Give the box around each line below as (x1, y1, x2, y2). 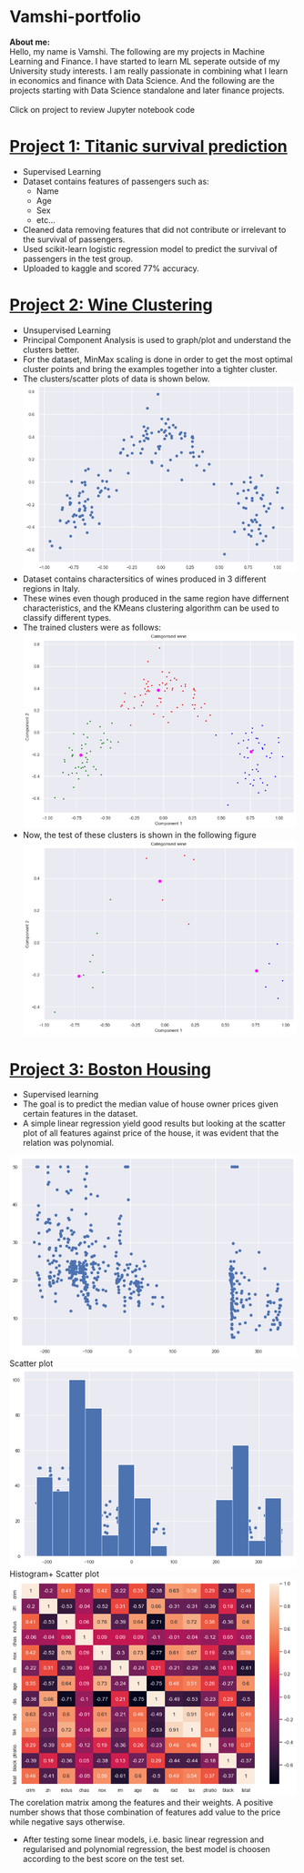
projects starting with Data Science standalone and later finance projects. (9, 85, 285, 96)
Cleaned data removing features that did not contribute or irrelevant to (22, 224, 287, 235)
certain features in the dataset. (22, 1109, 138, 1119)
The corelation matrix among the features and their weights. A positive (9, 1797, 274, 1808)
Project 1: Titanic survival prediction (9, 137, 289, 157)
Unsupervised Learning (22, 325, 111, 336)
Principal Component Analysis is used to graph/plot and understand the (22, 334, 291, 345)
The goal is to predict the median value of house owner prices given (22, 1098, 279, 1109)
